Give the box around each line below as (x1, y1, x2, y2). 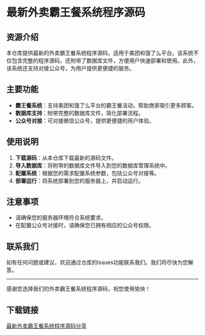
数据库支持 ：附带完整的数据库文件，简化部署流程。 (15, 109, 144, 116)
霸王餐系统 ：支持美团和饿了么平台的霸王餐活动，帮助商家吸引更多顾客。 (15, 102, 197, 109)
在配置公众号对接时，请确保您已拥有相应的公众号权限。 (15, 222, 154, 229)
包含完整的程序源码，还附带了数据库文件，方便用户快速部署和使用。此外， (11, 57, 199, 64)
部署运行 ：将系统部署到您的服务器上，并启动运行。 (15, 177, 144, 184)
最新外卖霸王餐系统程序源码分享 (6, 322, 87, 329)
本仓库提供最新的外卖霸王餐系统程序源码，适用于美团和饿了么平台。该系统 (6, 50, 193, 56)
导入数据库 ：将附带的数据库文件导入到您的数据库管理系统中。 (15, 162, 171, 169)
